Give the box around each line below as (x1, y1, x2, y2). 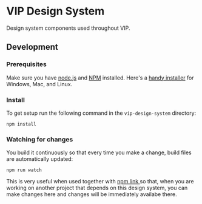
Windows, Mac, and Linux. (6, 80, 73, 87)
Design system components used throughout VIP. (6, 24, 130, 32)
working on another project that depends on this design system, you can (6, 184, 188, 192)
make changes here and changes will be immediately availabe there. (6, 191, 177, 198)
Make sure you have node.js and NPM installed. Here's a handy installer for (6, 74, 194, 81)
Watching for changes (6, 135, 73, 143)
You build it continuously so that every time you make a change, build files (6, 149, 192, 156)
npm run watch (6, 167, 42, 174)
